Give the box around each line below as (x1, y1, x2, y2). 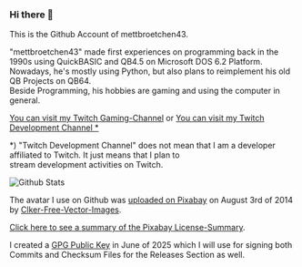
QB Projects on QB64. (9, 76, 92, 87)
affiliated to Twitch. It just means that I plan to (9, 149, 180, 160)
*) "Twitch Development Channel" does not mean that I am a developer (9, 140, 276, 151)
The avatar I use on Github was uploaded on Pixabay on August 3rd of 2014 (9, 195, 294, 206)
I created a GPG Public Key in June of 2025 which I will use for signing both (9, 240, 293, 251)
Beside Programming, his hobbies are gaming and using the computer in (9, 86, 280, 97)
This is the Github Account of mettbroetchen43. (9, 29, 189, 40)
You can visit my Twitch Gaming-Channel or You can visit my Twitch (9, 113, 266, 124)
